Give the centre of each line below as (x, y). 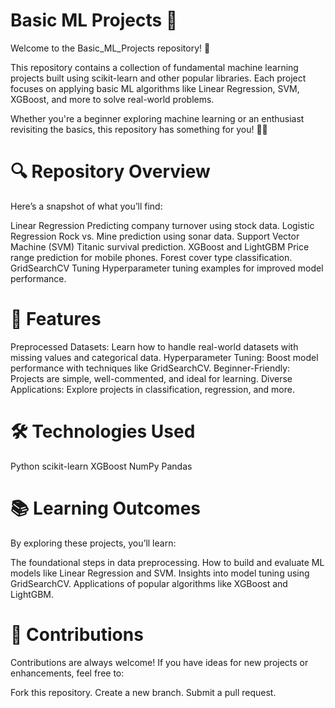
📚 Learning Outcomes (106, 508)
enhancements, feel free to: (67, 673)
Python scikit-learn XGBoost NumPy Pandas (101, 466)
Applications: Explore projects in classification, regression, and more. (152, 389)
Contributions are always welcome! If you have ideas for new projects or (159, 662)
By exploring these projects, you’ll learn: (93, 543)
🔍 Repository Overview (110, 171)
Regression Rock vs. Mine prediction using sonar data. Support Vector (155, 236)
